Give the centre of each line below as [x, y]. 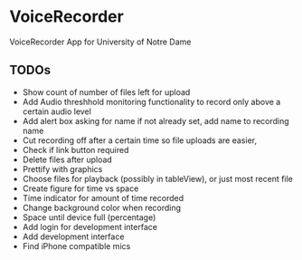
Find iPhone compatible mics [76, 246]
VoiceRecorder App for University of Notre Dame [100, 42]
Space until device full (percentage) [89, 217]
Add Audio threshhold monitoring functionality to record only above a [151, 101]
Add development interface [73, 236]
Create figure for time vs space [80, 188]
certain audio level [57, 111]
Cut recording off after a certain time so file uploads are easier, [140, 140]
